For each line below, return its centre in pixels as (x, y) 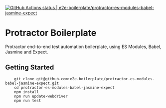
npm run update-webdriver (41, 96)
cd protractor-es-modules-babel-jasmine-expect (64, 87)
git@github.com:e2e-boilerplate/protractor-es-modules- (96, 79)
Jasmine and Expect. (27, 52)
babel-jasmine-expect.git (32, 83)
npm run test (28, 101)
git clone (24, 79)
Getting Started (30, 68)
